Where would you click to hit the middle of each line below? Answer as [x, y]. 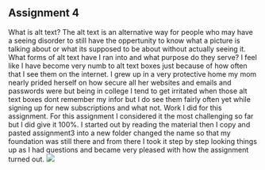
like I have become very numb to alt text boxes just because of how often [128, 66]
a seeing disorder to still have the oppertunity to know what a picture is [124, 40]
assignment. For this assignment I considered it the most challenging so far [131, 116]
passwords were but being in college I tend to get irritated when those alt [128, 91]
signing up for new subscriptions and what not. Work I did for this [115, 108]
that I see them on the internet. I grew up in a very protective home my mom [132, 74]
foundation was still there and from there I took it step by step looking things [133, 141]
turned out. [27, 159]
